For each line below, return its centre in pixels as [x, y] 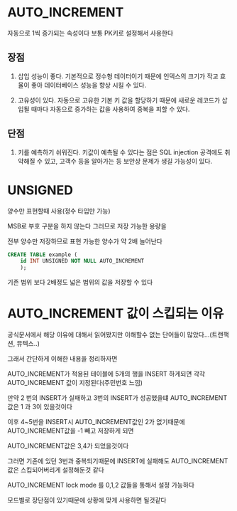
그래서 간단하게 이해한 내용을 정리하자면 [62, 359]
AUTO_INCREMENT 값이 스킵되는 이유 [116, 314]
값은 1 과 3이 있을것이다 [40, 407]
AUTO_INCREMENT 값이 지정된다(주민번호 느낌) [75, 383]
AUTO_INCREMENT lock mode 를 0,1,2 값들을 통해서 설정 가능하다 [101, 485]
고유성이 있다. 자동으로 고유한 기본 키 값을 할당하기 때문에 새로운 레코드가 [119, 100]
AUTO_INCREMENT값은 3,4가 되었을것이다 [68, 446]
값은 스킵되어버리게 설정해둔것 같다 [56, 470]
